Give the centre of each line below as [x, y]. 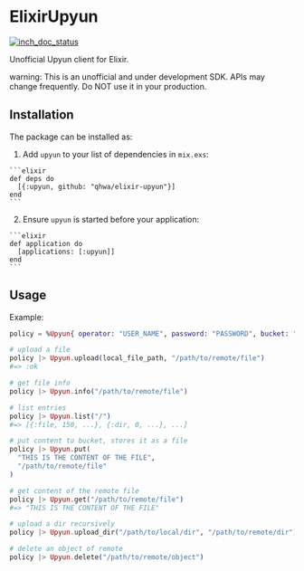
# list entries [38, 408]
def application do [46, 243]
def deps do [32, 178]
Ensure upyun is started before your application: [111, 219]
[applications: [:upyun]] [66, 252]
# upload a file [40, 350]
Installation [42, 115]
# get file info [40, 383]
